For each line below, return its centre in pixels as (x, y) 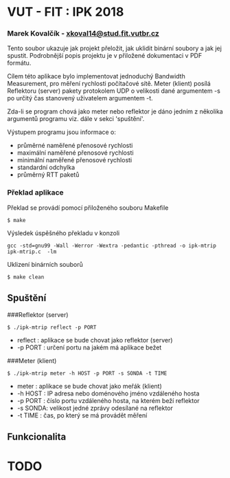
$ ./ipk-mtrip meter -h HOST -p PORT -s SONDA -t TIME (87, 373)
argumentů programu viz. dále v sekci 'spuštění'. (76, 119)
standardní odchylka (46, 167)
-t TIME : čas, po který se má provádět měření (82, 415)
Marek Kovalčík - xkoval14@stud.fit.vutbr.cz (83, 34)
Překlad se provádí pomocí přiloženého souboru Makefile (88, 208)
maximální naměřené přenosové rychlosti (75, 153)
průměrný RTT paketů (48, 175)
